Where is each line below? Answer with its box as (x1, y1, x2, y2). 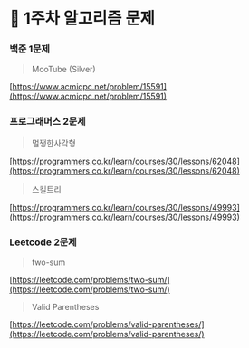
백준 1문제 (9, 42, 51, 55)
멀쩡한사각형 (31, 137, 77, 148)
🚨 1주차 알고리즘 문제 (9, 8, 156, 29)
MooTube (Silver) (31, 64, 97, 75)
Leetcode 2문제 (9, 236, 77, 249)
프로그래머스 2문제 (9, 115, 86, 127)
